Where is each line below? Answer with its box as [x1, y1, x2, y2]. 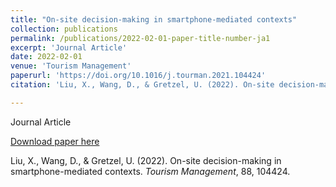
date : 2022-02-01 [10, 52, 83, 62]
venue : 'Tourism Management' [10, 61, 132, 71]
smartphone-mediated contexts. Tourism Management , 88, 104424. [10, 165, 291, 177]
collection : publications [10, 24, 118, 34]
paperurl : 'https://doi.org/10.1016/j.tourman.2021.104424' [10, 71, 267, 81]
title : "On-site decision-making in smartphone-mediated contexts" [10, 14, 298, 25]
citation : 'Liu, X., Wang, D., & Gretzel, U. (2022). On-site [10, 80, 275, 90]
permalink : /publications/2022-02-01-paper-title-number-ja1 [10, 33, 271, 43]
